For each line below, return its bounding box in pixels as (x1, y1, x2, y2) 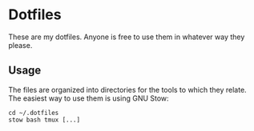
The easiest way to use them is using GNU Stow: (8, 93, 170, 103)
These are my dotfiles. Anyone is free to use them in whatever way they (8, 32, 245, 42)
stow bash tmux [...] (8, 116, 81, 124)
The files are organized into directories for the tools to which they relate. (8, 85, 247, 94)
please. (8, 40, 33, 50)
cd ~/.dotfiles (8, 109, 59, 117)
